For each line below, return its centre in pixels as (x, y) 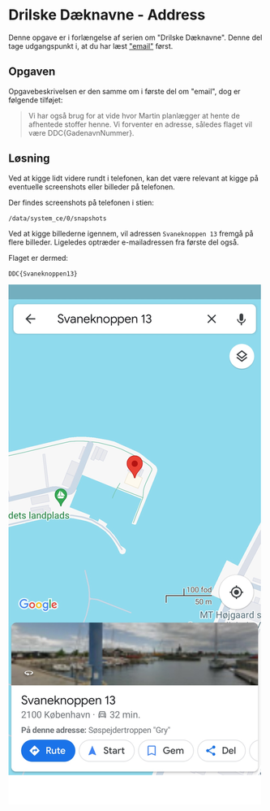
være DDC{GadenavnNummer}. (81, 132)
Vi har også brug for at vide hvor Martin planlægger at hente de (134, 115)
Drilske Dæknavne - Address (107, 15)
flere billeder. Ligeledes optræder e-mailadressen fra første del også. (124, 242)
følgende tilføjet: (36, 100)
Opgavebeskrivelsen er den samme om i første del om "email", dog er (124, 91)
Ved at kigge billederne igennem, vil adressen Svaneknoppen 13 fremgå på (131, 233)
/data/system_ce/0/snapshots (58, 218)
